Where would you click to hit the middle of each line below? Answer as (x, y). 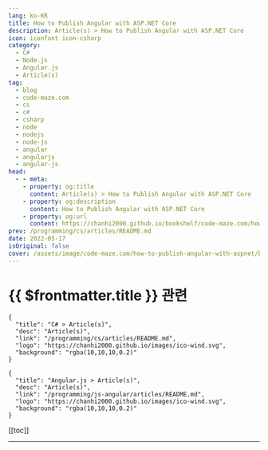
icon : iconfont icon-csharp (55, 38)
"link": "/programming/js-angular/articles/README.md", (110, 394)
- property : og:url (55, 217)
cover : (19, 253)
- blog (26, 90)
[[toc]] (19, 430)
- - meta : (32, 179)
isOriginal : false (39, 246)
